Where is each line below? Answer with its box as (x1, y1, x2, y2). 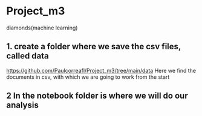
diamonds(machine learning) (6, 24, 78, 31)
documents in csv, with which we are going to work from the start (6, 73, 170, 81)
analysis (6, 100, 39, 111)
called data (6, 51, 50, 61)
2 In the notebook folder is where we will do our (6, 91, 189, 101)
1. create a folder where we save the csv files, (6, 41, 181, 52)
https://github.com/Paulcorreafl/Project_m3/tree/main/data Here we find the (6, 67, 197, 74)
